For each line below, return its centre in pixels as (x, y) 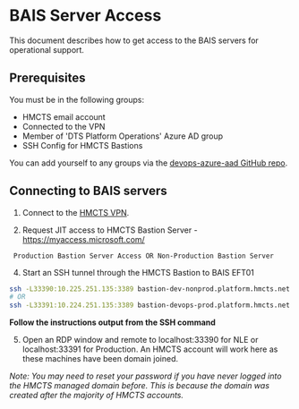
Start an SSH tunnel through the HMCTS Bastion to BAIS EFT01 (138, 272)
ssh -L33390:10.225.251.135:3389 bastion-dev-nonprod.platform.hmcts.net (150, 289)
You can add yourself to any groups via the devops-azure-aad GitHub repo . (149, 163)
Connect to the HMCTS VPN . (76, 212)
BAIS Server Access (85, 16)
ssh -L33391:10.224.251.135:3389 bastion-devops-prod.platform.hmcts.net (150, 305)
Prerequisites (47, 78)
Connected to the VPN (64, 126)
